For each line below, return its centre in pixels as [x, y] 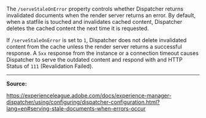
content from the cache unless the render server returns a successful [94, 46]
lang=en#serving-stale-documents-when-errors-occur [76, 109]
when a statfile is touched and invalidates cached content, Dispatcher [94, 22]
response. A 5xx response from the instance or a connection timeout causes [103, 53]
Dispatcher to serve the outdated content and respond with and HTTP [94, 60]
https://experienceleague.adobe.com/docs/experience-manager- [89, 95]
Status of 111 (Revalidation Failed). [50, 66]
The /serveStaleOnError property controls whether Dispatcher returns [95, 9]
